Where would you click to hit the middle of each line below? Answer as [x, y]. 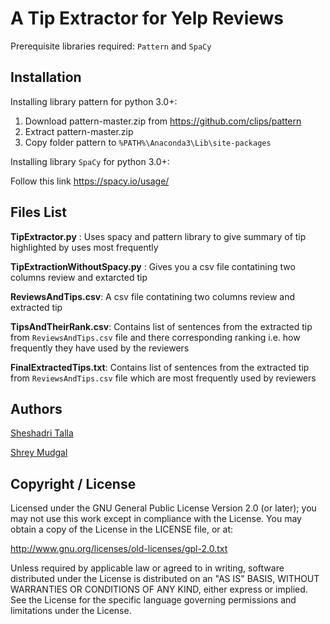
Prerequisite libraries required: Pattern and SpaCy [111, 46]
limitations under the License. [71, 611]
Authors [36, 408]
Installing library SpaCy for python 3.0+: [90, 161]
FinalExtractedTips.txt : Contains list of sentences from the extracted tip [160, 367]
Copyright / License [73, 483]
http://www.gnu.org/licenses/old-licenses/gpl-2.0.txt [119, 549]
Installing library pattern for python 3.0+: [94, 101]
